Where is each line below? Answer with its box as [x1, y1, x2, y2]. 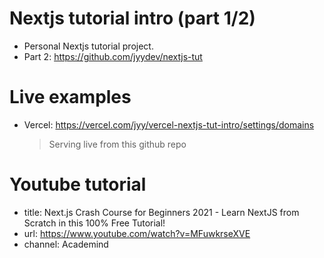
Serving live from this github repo [48, 138, 187, 150]
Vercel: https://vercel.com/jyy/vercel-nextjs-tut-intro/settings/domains [23, 118, 315, 131]
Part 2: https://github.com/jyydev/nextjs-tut [23, 50, 203, 62]
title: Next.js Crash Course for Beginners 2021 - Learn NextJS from [23, 206, 300, 218]
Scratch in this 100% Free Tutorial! [23, 217, 166, 229]
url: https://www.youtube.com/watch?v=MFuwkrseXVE [23, 227, 251, 239]
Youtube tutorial [9, 173, 147, 196]
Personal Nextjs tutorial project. [23, 40, 154, 52]
